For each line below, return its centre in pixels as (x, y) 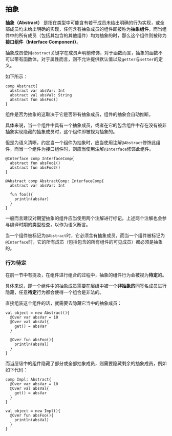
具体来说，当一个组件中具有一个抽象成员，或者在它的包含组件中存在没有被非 (86, 125)
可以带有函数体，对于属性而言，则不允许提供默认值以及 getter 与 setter (80, 59)
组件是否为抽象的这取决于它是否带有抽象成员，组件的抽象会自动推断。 (79, 114)
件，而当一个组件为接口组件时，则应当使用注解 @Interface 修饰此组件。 (80, 149)
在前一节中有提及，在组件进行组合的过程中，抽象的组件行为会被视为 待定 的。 (86, 275)
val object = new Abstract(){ (38, 313)
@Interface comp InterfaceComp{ (40, 158)
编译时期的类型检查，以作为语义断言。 (50, 224)
